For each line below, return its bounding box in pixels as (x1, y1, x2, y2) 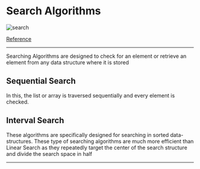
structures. (6, 137, 33, 145)
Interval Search (6, 115, 64, 126)
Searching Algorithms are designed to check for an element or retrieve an (6, 52, 187, 60)
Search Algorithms (6, 4, 101, 18)
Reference (6, 35, 32, 42)
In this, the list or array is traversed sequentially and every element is (6, 92, 175, 99)
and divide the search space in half (6, 150, 92, 157)
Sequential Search (6, 76, 76, 86)
